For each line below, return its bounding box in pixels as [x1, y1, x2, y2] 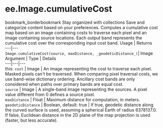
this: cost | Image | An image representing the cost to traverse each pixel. [5, 65, 152, 71]
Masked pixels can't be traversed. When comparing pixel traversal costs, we [5, 71, 158, 77]
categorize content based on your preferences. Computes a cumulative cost [5, 24, 158, 30]
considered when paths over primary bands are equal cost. [5, 81, 124, 87]
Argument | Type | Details [5, 55, 56, 61]
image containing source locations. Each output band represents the [5, 35, 143, 41]
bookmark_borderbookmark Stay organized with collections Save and [5, 19, 145, 25]
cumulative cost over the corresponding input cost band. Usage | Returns [5, 40, 152, 46]
